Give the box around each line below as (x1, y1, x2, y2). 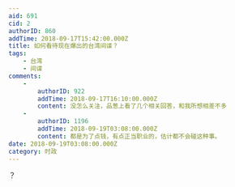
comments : (8, 72, 42, 80)
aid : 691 (8, 11, 38, 20)
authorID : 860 (8, 27, 57, 35)
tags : (8, 49, 27, 57)
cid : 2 (8, 19, 31, 28)
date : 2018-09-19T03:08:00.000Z (8, 139, 117, 148)
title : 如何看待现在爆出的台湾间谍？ (8, 42, 119, 50)
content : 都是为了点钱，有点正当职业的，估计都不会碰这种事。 (37, 132, 221, 140)
